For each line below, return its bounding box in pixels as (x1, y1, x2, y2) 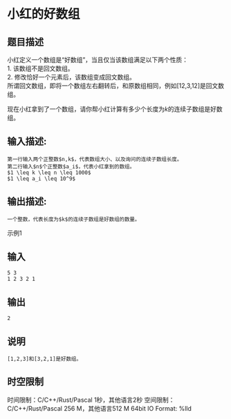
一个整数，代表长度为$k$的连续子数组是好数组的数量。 (7, 216, 140, 223)
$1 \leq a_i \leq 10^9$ (7, 175, 76, 182)
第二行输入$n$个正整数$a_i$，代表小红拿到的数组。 (7, 163, 136, 170)
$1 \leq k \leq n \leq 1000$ (7, 169, 91, 176)
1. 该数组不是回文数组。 (7, 64, 74, 73)
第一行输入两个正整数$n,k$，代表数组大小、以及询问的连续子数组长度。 (7, 156, 183, 162)
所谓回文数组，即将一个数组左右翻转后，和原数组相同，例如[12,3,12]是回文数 (7, 82, 225, 90)
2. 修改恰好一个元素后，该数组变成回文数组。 (7, 73, 136, 81)
